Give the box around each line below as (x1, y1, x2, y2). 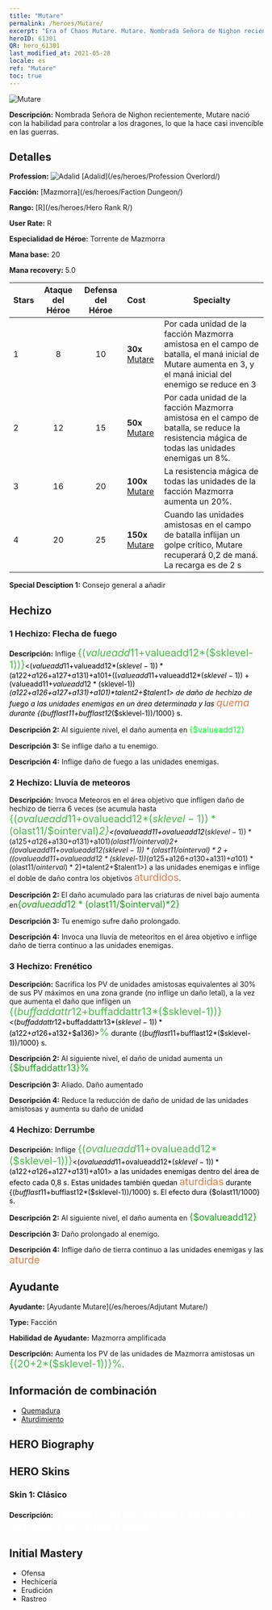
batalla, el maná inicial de (164, 349, 260, 360)
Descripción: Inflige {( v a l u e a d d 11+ (9, 647, 146, 660)
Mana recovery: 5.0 (9, 266, 76, 275)
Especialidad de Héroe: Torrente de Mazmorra (9, 234, 165, 244)
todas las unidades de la (164, 476, 257, 487)
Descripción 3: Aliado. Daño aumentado (9, 1080, 144, 1089)
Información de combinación (9, 1384, 157, 1398)
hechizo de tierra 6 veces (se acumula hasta (9, 804, 157, 814)
